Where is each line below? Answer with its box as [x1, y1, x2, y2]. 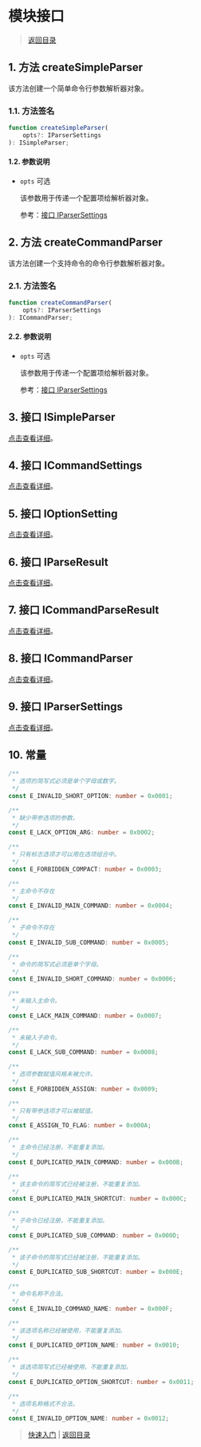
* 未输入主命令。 [11, 997, 61, 1005]
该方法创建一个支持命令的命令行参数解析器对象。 [8, 258, 169, 268]
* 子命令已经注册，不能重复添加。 [11, 1217, 108, 1225]
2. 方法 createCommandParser [8, 236, 163, 250]
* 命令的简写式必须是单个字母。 [11, 960, 102, 969]
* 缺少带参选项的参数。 [11, 814, 79, 822]
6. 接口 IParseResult [8, 555, 109, 568]
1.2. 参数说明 [8, 157, 50, 167]
